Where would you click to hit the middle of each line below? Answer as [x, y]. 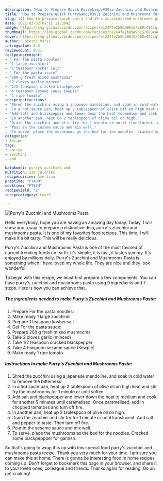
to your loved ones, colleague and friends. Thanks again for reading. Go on [80, 468]
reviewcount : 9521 [24, 50]
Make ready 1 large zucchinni [41, 316]
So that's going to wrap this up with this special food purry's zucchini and [79, 447]
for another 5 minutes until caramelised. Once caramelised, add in [78, 402]
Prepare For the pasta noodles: [43, 311]
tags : [10, 146]
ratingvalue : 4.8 [23, 46]
